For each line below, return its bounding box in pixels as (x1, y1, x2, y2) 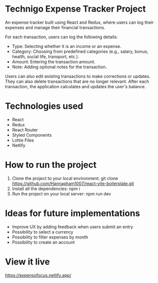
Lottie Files (12, 137, 34, 143)
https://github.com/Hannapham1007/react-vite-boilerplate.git (12, 180, 134, 186)
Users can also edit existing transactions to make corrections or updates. (5, 73, 151, 79)
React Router (12, 127, 38, 133)
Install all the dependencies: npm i (12, 186, 81, 191)
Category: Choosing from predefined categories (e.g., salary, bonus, (12, 48, 149, 54)
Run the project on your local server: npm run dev (12, 190, 111, 197)
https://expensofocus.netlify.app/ (5, 272, 72, 278)
